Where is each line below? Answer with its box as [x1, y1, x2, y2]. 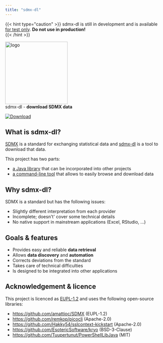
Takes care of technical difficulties [12, 263, 83, 269]
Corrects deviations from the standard [12, 258, 91, 264]
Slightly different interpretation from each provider [12, 208, 116, 215]
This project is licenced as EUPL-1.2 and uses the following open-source [5, 296, 154, 302]
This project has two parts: [5, 156, 60, 162]
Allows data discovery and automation [12, 252, 94, 258]
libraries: [5, 301, 23, 307]
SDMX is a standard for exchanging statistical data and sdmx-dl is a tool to [5, 141, 159, 147]
